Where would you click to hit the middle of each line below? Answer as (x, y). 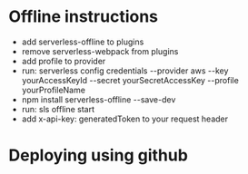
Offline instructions (84, 17)
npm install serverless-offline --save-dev (99, 99)
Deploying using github (98, 155)
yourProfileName (53, 90)
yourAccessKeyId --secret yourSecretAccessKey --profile (130, 80)
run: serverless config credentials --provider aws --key (125, 71)
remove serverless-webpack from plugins (100, 51)
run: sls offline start (58, 109)
